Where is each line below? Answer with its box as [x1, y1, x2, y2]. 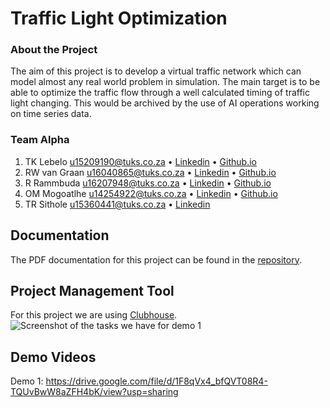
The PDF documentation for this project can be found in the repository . [10, 253, 302, 266]
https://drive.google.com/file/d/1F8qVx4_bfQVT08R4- [45, 375, 268, 387]
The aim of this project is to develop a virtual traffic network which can [10, 65, 302, 77]
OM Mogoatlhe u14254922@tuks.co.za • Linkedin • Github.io [24, 187, 278, 199]
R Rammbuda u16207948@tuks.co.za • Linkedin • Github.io [24, 177, 272, 189]
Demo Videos [10, 348, 97, 366]
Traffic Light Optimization [10, 7, 228, 30]
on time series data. [10, 108, 92, 120]
